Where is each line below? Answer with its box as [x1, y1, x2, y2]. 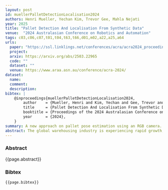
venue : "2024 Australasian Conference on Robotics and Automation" [5, 30, 151, 35]
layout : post [5, 7, 32, 12]
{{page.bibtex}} [5, 179, 39, 185]
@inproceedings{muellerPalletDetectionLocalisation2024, [14, 95, 135, 100]
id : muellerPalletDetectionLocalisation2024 [5, 12, 99, 17]
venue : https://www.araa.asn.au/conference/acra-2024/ [9, 68, 126, 73]
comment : [9, 81, 28, 86]
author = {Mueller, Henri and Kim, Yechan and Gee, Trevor [23, 100, 155, 105]
